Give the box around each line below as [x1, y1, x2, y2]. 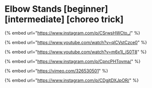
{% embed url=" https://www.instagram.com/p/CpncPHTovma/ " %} [4, 58, 141, 64]
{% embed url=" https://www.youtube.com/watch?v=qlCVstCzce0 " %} [4, 39, 147, 45]
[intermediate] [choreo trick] [4, 14, 124, 25]
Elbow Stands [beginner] [4, 3, 109, 15]
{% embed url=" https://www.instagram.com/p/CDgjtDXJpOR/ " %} [4, 77, 139, 83]
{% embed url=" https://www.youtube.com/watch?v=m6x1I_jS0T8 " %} [4, 49, 147, 55]
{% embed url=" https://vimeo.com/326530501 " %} [4, 67, 109, 74]
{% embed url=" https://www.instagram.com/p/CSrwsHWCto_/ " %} [4, 30, 141, 36]
